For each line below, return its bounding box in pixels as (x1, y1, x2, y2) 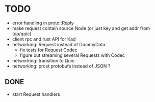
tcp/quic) (12, 30, 32, 37)
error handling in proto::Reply (12, 20, 74, 26)
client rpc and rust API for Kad (12, 36, 76, 42)
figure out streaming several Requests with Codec (19, 52, 125, 58)
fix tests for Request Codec (19, 47, 77, 53)
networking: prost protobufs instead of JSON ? (12, 63, 111, 69)
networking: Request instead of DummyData (12, 41, 106, 47)
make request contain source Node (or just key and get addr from (12, 25, 150, 31)
